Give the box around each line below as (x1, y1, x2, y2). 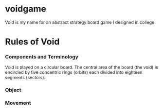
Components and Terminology (5, 54, 79, 60)
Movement (5, 100, 32, 107)
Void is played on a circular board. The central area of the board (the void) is (5, 64, 158, 70)
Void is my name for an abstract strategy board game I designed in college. (5, 19, 156, 25)
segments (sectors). (5, 75, 45, 81)
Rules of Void (5, 36, 60, 47)
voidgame (5, 3, 46, 14)
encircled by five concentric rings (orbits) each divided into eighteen (5, 69, 143, 75)
